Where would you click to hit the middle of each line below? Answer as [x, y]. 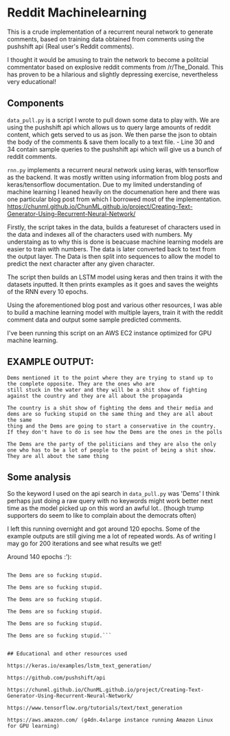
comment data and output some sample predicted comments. [94, 319]
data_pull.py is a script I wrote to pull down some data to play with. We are [113, 120]
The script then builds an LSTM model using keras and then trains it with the [115, 277]
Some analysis [39, 477]
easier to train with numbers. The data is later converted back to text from [112, 249]
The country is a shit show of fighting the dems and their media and [110, 408]
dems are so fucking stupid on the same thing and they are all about [110, 414]
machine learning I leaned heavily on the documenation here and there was [114, 191]
